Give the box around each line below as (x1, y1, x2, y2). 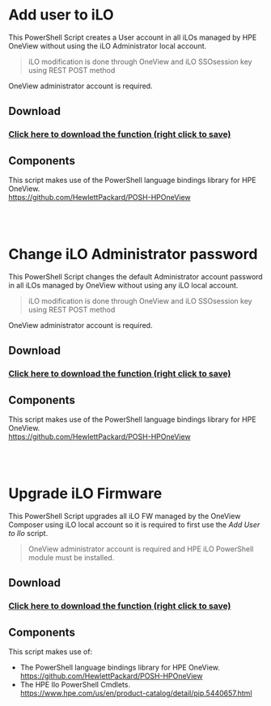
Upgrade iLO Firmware (8, 484, 163, 503)
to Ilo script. (8, 529, 49, 538)
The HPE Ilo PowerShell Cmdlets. (19, 680, 131, 690)
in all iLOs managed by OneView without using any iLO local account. (8, 281, 239, 290)
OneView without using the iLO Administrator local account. (8, 40, 207, 50)
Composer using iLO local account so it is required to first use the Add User (8, 520, 260, 529)
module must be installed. (28, 553, 115, 563)
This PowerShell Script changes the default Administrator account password (8, 272, 263, 281)
